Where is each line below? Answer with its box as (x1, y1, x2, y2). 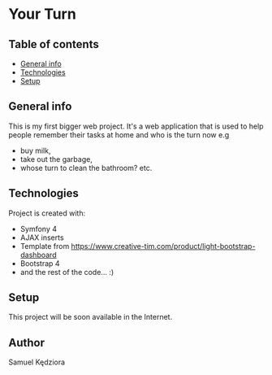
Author (8, 335, 45, 350)
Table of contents (8, 37, 99, 51)
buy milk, (19, 146, 51, 155)
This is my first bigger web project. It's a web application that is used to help (8, 121, 264, 131)
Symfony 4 (19, 224, 57, 233)
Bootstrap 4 (19, 258, 60, 268)
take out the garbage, (19, 154, 93, 164)
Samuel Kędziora (8, 357, 66, 367)
